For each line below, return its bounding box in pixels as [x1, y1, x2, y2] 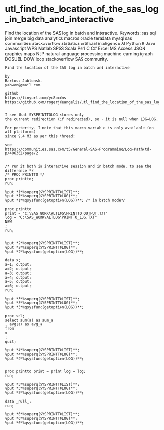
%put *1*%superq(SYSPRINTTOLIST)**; [5, 189, 80, 194]
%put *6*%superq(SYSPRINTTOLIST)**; [5, 411, 80, 416]
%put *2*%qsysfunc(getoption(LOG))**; [5, 249, 84, 254]
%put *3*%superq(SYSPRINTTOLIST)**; [5, 296, 80, 301]
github [5, 91, 19, 96]
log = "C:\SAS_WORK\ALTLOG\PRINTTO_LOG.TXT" [5, 215, 97, 220]
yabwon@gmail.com [5, 82, 41, 87]
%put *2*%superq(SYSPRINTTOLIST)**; [5, 240, 80, 245]
